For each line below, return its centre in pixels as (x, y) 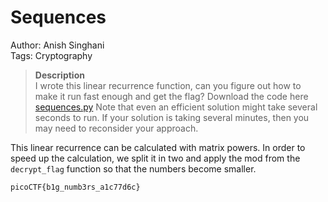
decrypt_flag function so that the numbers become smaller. (133, 168)
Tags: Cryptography (51, 55)
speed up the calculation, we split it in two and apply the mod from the (155, 158)
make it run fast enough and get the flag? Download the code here (171, 96)
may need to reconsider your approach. (116, 128)
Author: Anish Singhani (57, 45)
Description (59, 75)
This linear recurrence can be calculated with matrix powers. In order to (158, 147)
